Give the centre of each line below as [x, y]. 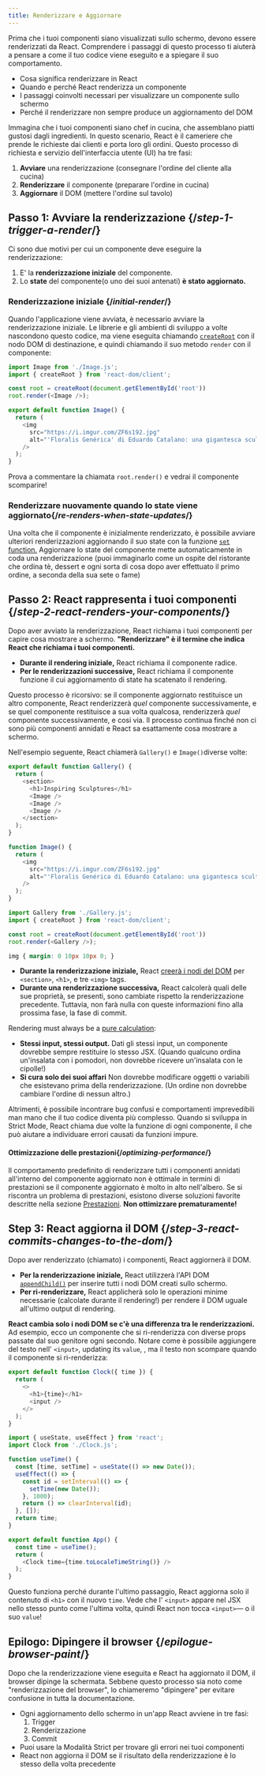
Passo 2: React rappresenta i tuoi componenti [122, 599]
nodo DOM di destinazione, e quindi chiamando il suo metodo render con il [129, 344]
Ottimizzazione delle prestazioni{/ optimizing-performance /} [110, 1153]
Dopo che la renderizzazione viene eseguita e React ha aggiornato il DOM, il [132, 1673]
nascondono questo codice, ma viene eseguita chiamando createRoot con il [131, 336]
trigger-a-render [50, 230]
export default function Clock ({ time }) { [81, 1372]
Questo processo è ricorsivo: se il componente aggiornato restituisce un [125, 695]
